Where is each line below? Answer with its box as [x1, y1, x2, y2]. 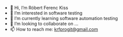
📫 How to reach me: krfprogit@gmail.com [10, 26, 98, 32]
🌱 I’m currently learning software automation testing [10, 15, 118, 21]
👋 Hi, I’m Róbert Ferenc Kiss [10, 5, 69, 10]
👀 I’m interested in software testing [10, 10, 83, 16]
